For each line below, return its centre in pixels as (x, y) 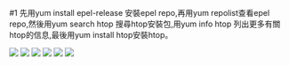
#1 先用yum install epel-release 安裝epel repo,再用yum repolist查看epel (140, 13)
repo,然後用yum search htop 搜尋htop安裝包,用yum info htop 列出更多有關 (145, 24)
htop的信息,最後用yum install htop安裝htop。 (91, 35)
